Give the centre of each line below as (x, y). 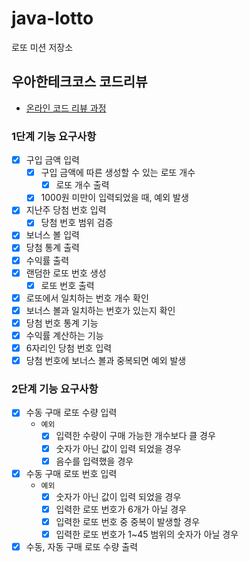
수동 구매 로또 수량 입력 (71, 413)
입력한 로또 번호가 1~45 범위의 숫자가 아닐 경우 (147, 534)
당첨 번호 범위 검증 (77, 223)
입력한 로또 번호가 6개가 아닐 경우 (121, 509)
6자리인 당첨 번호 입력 (69, 348)
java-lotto (52, 18)
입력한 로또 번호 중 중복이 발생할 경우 (128, 521)
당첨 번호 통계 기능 (62, 323)
